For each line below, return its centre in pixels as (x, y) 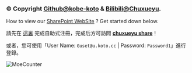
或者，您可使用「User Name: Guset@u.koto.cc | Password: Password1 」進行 (96, 46)
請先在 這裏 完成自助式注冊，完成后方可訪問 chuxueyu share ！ (82, 33)
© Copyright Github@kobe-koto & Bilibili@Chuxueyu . (84, 9)
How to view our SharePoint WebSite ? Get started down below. (82, 21)
